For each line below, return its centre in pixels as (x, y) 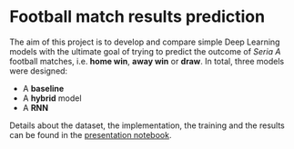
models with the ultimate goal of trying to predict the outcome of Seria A (145, 51)
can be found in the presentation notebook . (91, 134)
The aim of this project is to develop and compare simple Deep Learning (145, 42)
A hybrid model (52, 98)
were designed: (39, 71)
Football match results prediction (137, 17)
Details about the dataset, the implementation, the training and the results (147, 125)
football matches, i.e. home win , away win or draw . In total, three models (147, 61)
